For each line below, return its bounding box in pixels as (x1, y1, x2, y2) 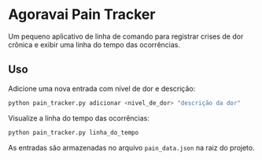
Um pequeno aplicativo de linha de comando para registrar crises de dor (8, 32, 244, 41)
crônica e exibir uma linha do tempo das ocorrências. (8, 39, 181, 49)
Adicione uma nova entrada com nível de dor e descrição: (8, 84, 196, 93)
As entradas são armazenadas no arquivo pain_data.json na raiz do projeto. (8, 143, 255, 152)
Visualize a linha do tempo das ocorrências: (8, 113, 149, 123)
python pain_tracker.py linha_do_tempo (8, 128, 139, 136)
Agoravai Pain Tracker (8, 6, 156, 24)
